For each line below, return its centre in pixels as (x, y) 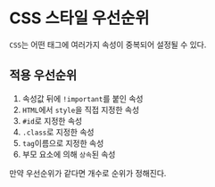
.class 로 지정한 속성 (58, 132)
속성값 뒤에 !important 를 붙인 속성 (83, 98)
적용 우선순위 (43, 75)
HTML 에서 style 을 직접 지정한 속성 (81, 110)
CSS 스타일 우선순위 (79, 18)
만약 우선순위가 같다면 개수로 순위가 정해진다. (88, 173)
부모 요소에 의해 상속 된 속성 (69, 154)
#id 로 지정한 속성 (52, 120)
